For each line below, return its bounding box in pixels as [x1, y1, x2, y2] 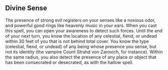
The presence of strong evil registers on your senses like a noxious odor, [5, 17, 156, 23]
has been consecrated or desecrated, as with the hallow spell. [5, 59, 134, 65]
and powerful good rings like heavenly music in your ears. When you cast [5, 22, 157, 28]
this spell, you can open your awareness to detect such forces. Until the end [5, 27, 163, 34]
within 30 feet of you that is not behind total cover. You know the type [5, 38, 149, 44]
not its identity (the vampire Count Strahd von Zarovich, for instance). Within [5, 49, 163, 55]
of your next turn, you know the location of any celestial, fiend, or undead [5, 33, 157, 39]
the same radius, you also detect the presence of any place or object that [5, 54, 157, 60]
